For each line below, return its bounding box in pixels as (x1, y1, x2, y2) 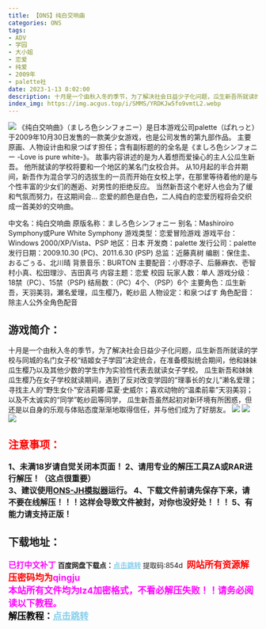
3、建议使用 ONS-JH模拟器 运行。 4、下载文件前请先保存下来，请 (8, 484, 251, 495)
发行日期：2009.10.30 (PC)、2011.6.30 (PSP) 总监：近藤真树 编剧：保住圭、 (8, 248, 255, 258)
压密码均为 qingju (8, 571, 81, 583)
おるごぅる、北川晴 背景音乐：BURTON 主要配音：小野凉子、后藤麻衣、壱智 (8, 258, 256, 267)
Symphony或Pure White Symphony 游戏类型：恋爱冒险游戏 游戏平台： (8, 229, 237, 238)
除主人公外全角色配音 (8, 297, 78, 307)
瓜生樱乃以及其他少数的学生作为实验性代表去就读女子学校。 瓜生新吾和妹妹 (8, 365, 253, 374)
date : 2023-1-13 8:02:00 (8, 85, 90, 93)
